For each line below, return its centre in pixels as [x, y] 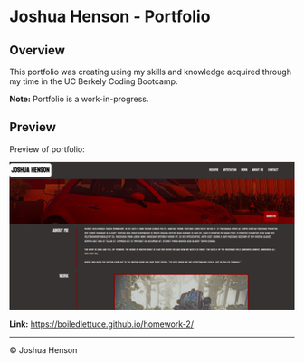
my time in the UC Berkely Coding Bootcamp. [94, 81]
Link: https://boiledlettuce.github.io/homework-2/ [102, 324]
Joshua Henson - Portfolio [110, 17]
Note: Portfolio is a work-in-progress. [79, 99]
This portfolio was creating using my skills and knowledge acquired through [151, 72]
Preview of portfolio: [47, 149]
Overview [38, 50]
